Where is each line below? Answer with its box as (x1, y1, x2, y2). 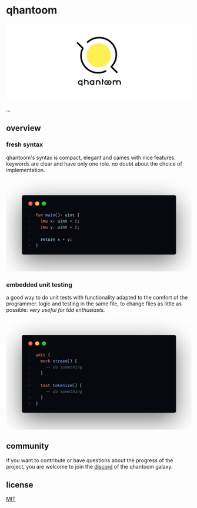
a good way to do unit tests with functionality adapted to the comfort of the (6, 294, 188, 301)
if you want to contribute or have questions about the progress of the (6, 456, 173, 464)
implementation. (6, 166, 45, 173)
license (6, 480, 34, 490)
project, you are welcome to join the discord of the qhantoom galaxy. (6, 463, 173, 470)
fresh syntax (6, 140, 43, 149)
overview (6, 123, 41, 133)
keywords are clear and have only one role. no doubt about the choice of (6, 160, 182, 167)
